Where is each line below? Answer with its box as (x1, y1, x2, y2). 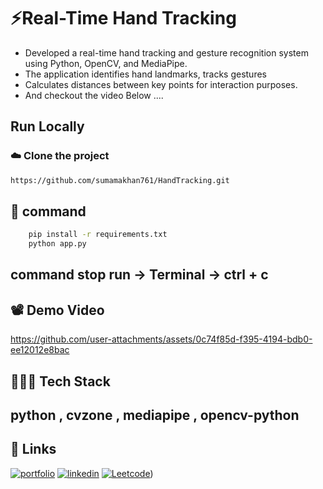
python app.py (28, 239, 87, 249)
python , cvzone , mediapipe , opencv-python (10, 407, 300, 424)
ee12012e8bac (10, 344, 70, 356)
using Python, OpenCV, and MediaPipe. (24, 57, 188, 69)
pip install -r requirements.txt (28, 230, 168, 240)
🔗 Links (10, 441, 57, 458)
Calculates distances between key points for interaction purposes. (24, 78, 298, 90)
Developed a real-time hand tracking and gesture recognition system (24, 46, 309, 59)
